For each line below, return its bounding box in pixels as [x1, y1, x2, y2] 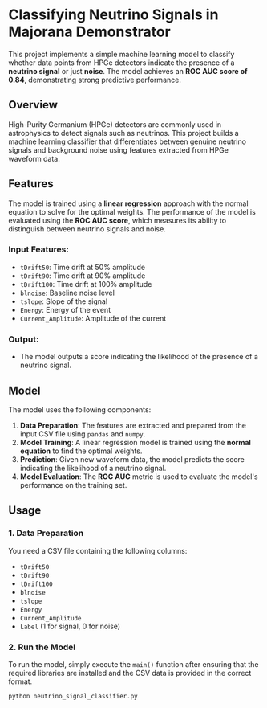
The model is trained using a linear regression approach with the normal [8, 198, 249, 208]
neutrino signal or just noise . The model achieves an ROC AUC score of [8, 66, 248, 76]
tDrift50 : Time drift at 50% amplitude [19, 262, 146, 272]
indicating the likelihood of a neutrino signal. [19, 463, 167, 473]
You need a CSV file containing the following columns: [8, 546, 188, 555]
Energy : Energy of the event [19, 305, 111, 314]
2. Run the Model [8, 641, 76, 653]
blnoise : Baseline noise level [19, 288, 115, 297]
